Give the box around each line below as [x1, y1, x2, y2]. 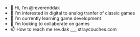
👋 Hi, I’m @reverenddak [10, 5, 60, 10]
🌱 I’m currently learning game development [10, 15, 101, 21]
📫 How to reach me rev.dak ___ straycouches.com [10, 26, 117, 32]
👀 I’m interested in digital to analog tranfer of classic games [10, 10, 135, 16]
